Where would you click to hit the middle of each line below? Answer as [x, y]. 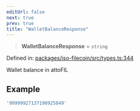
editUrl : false [26, 12]
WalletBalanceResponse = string [64, 46]
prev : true [20, 23]
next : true [20, 18]
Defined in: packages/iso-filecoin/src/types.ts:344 [70, 58]
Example [23, 89]
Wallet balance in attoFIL [37, 70]
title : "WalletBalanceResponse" [47, 29]
